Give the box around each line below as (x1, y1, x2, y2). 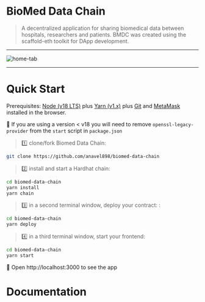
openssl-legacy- (152, 121, 194, 128)
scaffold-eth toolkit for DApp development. (21, 37, 129, 45)
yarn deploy (6, 221, 37, 228)
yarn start (6, 253, 34, 259)
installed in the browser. (6, 109, 67, 116)
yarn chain (6, 190, 34, 196)
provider (6, 128, 29, 134)
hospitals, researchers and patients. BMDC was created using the (21, 31, 187, 38)
